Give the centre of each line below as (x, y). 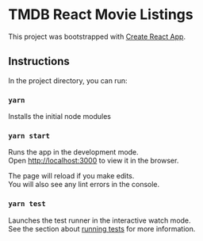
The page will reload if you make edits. (71, 176)
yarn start (29, 136)
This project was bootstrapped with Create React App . (97, 36)
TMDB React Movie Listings (101, 15)
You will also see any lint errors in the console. (84, 185)
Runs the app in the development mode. (73, 152)
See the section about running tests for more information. (102, 228)
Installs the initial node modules (59, 117)
